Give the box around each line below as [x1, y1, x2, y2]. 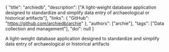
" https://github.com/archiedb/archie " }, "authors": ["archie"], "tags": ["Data [5, 20, 164, 26]
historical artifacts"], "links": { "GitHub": [5, 15, 90, 21]
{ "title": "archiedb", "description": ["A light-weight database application [5, 5, 157, 10]
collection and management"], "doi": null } [5, 26, 94, 32]
